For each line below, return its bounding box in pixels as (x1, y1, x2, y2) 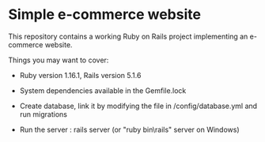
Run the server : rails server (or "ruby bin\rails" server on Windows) (19, 125, 240, 134)
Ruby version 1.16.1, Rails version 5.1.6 (19, 70, 142, 80)
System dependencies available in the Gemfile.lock (19, 85, 187, 95)
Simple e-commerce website (8, 6, 202, 24)
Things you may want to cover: (8, 55, 109, 65)
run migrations (19, 109, 67, 119)
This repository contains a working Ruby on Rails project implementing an (8, 32, 248, 41)
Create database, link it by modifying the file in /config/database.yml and (19, 101, 258, 110)
